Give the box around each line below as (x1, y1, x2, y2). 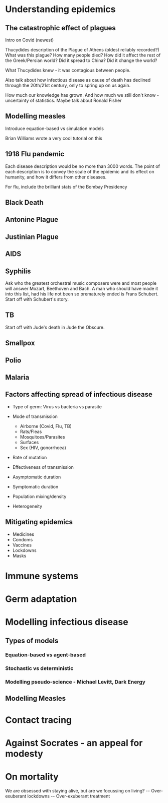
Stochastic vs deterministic (5, 665, 74, 672)
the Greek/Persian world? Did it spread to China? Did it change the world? (5, 57, 157, 64)
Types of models (5, 636, 59, 645)
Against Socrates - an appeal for (5, 737, 143, 749)
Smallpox (5, 339, 35, 347)
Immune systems (5, 570, 79, 582)
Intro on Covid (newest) (5, 37, 54, 43)
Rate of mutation (12, 454, 47, 460)
